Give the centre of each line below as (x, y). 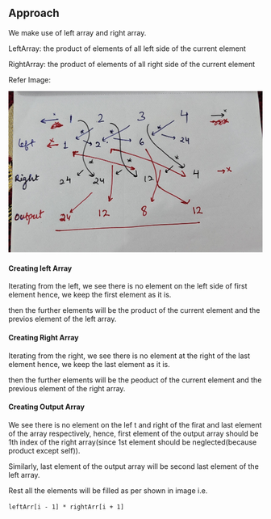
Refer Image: (29, 79)
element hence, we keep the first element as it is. (90, 295)
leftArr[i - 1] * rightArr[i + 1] (67, 507)
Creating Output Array (46, 407)
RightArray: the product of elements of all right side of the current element (132, 64)
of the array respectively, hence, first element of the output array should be (133, 433)
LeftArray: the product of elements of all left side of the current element (127, 49)
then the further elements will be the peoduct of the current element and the (135, 380)
